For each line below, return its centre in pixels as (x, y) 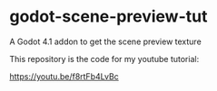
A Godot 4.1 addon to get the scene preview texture (105, 41)
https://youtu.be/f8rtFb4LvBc (64, 76)
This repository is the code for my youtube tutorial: (104, 59)
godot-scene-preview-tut (108, 17)
